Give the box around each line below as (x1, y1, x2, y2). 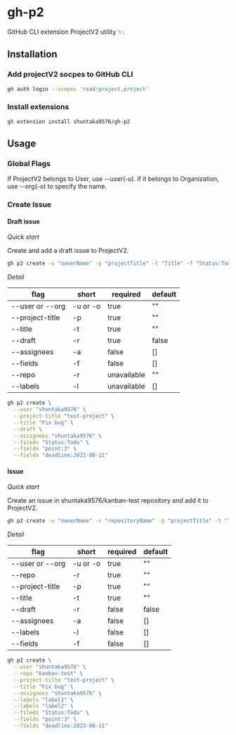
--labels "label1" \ (13, 696, 74, 703)
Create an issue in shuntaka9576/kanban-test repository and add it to (7, 496, 209, 505)
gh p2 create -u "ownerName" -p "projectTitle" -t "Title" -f (7, 260, 193, 268)
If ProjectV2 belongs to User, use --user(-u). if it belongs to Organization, (7, 175, 219, 183)
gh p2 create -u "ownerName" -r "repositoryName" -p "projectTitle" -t (7, 517, 221, 524)
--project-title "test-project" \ (13, 413, 114, 420)
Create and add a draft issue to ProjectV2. (7, 246, 129, 255)
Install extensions (7, 102, 70, 112)
